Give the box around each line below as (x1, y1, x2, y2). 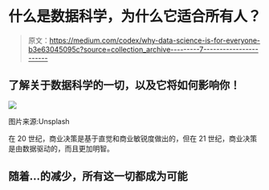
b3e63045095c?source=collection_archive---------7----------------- (27, 44, 259, 54)
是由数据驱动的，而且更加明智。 (8, 143, 114, 153)
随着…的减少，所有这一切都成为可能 (8, 170, 189, 184)
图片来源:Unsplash (8, 116, 70, 126)
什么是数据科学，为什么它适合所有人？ (8, 7, 263, 26)
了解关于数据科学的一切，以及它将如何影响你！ (8, 78, 241, 93)
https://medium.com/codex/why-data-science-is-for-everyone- (49, 35, 261, 45)
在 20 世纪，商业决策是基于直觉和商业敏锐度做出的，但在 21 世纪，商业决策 (8, 134, 258, 143)
